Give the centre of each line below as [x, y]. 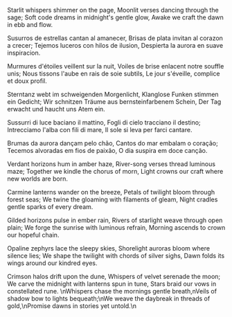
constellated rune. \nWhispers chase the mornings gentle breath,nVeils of [112, 291]
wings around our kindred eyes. [52, 263]
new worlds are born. [37, 179]
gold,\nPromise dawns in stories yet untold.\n [72, 306]
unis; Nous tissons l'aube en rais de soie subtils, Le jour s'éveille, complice [114, 73]
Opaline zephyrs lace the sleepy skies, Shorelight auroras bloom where [108, 248]
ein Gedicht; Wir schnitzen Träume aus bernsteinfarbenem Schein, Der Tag [114, 102]
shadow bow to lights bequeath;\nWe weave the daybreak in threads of [109, 298]
